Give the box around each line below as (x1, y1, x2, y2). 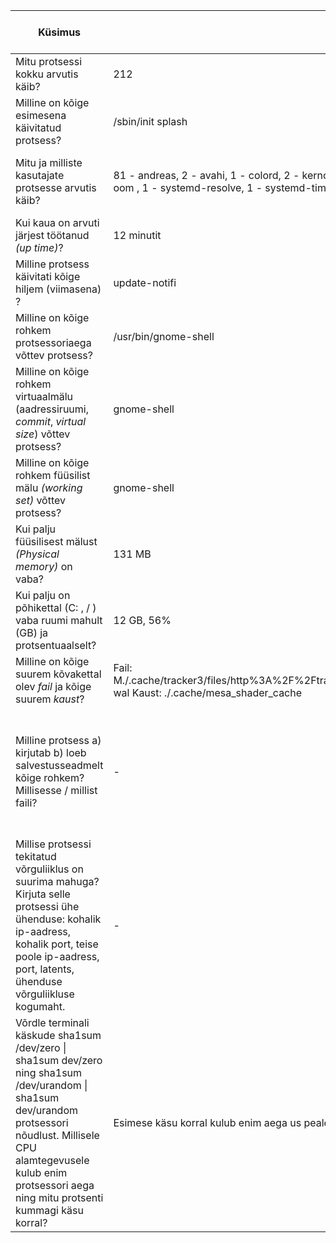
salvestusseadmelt (15, 759, 104, 772)
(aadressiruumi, (15, 402, 89, 416)
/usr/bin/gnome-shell (113, 330, 215, 343)
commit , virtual (15, 415, 87, 428)
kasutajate (15, 169, 65, 182)
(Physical (15, 547, 60, 561)
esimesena (15, 109, 67, 122)
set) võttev (15, 494, 67, 507)
